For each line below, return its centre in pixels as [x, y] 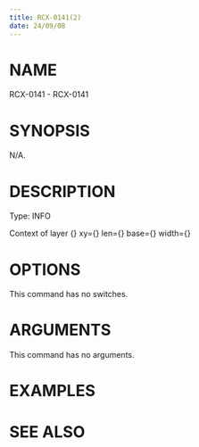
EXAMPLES [52, 391]
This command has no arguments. [72, 355]
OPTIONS [45, 269]
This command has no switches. [69, 294]
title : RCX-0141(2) [46, 17]
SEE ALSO [47, 431]
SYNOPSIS [50, 131]
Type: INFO [30, 216]
